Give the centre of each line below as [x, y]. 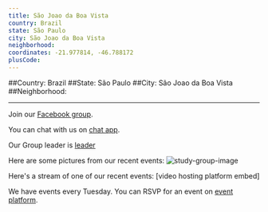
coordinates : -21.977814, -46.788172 [71, 53]
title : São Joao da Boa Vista [59, 16]
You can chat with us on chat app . [64, 129]
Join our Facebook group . [51, 114]
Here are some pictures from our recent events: [87, 160]
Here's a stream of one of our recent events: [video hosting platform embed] [134, 175]
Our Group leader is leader [52, 145]
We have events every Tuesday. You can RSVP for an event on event [121, 191]
